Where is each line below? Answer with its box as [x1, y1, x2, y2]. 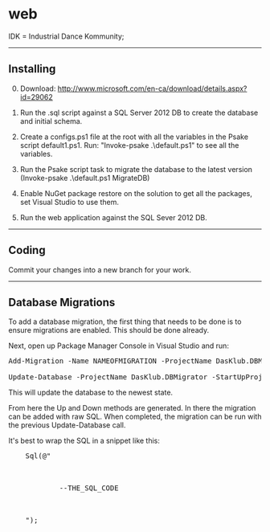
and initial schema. [19, 116, 83, 125]
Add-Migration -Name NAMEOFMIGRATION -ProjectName [8, 357, 212, 366]
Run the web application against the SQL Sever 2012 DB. [19, 212, 207, 222]
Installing [8, 62, 56, 76]
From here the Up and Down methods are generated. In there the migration [8, 403, 256, 413]
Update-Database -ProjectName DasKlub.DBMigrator [8, 373, 208, 382]
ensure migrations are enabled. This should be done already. [8, 325, 210, 335]
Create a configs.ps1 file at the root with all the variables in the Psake [19, 132, 249, 141]
